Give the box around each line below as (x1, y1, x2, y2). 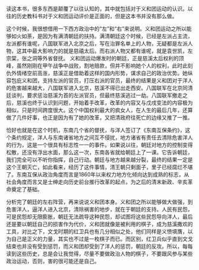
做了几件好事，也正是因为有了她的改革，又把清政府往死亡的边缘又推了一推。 (6, 114, 193, 121)
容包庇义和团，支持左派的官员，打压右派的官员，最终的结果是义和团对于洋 (6, 77, 188, 84)
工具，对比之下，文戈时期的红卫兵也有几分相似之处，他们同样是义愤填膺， (6, 228, 188, 235)
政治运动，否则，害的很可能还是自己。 (6, 258, 99, 265)
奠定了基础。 (11, 186, 43, 192)
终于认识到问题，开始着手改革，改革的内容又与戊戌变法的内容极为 (31, 99, 193, 106)
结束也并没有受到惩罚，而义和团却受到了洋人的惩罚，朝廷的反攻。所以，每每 (6, 243, 193, 250)
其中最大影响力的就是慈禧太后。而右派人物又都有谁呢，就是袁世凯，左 (21, 47, 193, 54)
